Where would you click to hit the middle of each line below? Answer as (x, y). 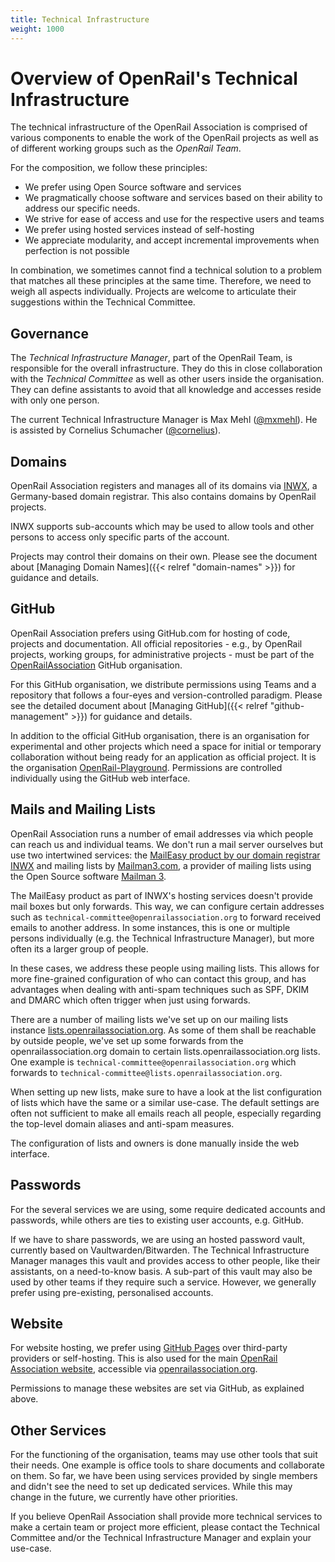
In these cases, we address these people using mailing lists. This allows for (165, 968)
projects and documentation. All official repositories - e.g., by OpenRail (156, 643)
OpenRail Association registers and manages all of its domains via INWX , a (164, 486)
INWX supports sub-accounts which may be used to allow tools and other (162, 527)
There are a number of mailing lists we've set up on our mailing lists (149, 1019)
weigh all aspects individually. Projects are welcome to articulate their (153, 292)
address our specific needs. (82, 208)
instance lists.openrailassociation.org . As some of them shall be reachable (163, 1030)
